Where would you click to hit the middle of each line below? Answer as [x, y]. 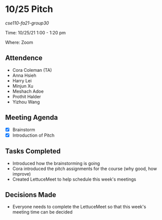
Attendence [24, 58]
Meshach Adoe [28, 91]
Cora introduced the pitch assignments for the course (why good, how [84, 169]
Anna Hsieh [24, 75]
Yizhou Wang [26, 102]
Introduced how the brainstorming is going [56, 163]
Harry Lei [22, 80]
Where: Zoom [19, 42]
